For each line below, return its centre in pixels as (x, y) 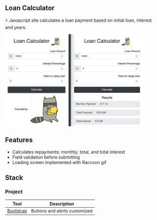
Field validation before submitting (46, 157)
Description (62, 204)
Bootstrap (17, 211)
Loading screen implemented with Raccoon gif (59, 162)
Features (19, 140)
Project (14, 192)
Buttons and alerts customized (62, 211)
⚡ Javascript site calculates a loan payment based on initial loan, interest (78, 20)
